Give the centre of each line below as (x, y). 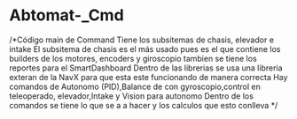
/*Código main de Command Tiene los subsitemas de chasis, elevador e (142, 40)
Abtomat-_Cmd (66, 15)
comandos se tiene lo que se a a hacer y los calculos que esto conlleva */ (144, 105)
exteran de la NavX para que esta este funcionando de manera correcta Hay (148, 77)
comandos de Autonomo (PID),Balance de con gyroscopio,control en (135, 86)
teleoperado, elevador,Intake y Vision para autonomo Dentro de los (132, 96)
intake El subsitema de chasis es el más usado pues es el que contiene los (145, 48)
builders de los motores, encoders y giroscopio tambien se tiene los (133, 58)
